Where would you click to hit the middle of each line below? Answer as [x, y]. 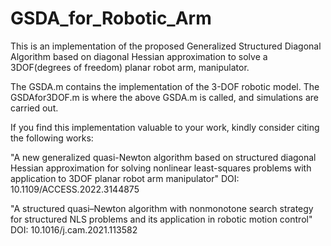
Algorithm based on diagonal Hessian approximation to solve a [139, 56]
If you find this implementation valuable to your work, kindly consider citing [165, 127]
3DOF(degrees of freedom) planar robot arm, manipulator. [130, 67]
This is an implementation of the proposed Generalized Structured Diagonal [166, 46]
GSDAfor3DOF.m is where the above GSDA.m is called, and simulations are [164, 97]
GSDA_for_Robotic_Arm [111, 18]
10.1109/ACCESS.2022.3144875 [75, 189]
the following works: [52, 138]
